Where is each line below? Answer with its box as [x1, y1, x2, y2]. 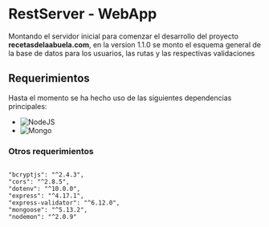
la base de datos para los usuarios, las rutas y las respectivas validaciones [8, 48, 255, 58]
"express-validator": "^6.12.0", [8, 199, 120, 207]
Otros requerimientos [8, 145, 94, 156]
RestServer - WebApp [8, 5, 157, 23]
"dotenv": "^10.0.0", [8, 185, 81, 193]
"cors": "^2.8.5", [8, 178, 70, 186]
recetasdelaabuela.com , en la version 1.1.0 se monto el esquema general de [8, 39, 262, 49]
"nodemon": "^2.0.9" [8, 213, 78, 221]
